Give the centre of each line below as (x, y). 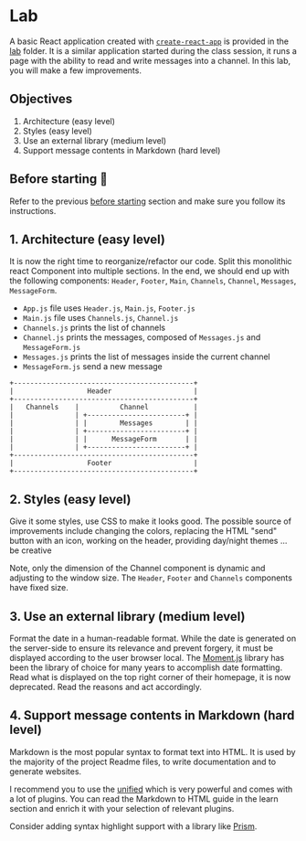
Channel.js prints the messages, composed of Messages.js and (142, 337)
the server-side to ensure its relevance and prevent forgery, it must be (142, 648)
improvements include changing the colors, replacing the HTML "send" (143, 531)
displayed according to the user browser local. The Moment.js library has (147, 658)
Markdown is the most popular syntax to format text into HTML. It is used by (153, 751)
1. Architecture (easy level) (88, 239)
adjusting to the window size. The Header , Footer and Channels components (151, 578)
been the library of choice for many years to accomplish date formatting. (146, 667)
